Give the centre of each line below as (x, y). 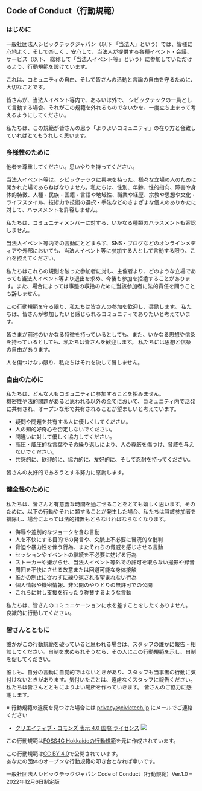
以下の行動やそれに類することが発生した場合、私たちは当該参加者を (112, 511)
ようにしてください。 (43, 115)
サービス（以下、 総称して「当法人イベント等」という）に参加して (89, 59)
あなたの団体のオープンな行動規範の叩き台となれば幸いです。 (82, 761)
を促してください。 (30, 659)
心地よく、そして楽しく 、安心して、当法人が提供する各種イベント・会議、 (99, 51)
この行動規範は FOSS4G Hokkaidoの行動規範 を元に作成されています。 (93, 741)
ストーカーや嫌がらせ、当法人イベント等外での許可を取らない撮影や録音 (105, 562)
